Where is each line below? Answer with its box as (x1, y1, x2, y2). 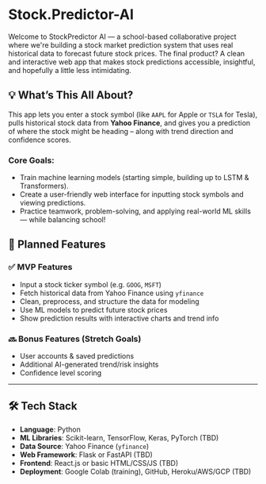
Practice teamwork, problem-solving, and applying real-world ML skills (19, 206, 252, 216)
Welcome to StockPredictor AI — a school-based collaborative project (8, 32, 237, 41)
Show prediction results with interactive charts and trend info (19, 313, 219, 323)
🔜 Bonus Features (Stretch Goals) (8, 333, 142, 344)
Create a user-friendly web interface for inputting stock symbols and (19, 190, 244, 199)
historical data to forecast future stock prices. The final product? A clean (8, 48, 245, 58)
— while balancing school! (19, 215, 106, 225)
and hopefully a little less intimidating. (8, 65, 132, 75)
